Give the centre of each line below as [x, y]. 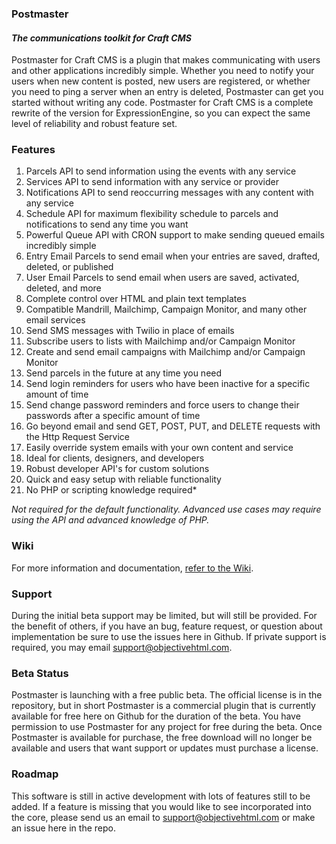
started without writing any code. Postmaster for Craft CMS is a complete [162, 103]
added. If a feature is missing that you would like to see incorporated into [161, 806]
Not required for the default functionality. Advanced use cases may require [166, 509]
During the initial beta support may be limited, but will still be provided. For [164, 616]
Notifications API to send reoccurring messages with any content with [169, 193]
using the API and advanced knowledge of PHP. [110, 520]
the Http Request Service [77, 437]
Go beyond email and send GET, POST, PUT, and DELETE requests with [173, 426]
